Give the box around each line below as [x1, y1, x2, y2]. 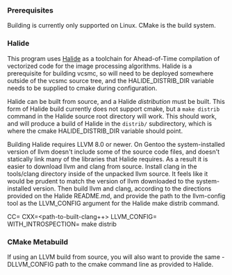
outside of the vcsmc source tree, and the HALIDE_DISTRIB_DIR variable [7, 76, 214, 85]
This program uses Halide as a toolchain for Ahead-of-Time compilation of [7, 54, 220, 62]
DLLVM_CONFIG [7, 260, 54, 268]
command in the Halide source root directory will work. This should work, [7, 112, 217, 120]
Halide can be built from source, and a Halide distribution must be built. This [7, 97, 226, 105]
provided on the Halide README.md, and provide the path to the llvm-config [7, 191, 226, 199]
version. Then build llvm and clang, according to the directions [33, 184, 212, 193]
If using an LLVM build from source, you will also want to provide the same [7, 252, 221, 261]
